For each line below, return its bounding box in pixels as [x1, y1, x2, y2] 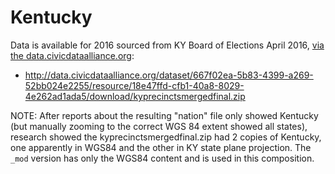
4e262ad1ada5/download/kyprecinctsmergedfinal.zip [24, 90, 246, 102]
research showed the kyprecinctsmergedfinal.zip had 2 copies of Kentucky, [10, 131, 322, 143]
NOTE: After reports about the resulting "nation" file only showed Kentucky [10, 109, 319, 121]
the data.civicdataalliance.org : [10, 49, 135, 61]
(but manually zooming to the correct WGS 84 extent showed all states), [10, 120, 308, 132]
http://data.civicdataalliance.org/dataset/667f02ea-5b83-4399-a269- [24, 69, 314, 81]
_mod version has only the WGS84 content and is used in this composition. [10, 152, 315, 164]
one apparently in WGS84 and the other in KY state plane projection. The [10, 141, 312, 153]
